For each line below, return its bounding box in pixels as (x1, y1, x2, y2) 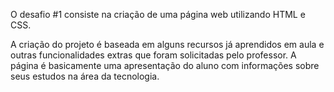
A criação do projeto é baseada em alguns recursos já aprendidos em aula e (10, 39, 325, 50)
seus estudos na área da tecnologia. (10, 70, 160, 82)
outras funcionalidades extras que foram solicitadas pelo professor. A (10, 49, 297, 61)
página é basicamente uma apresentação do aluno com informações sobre (10, 60, 320, 71)
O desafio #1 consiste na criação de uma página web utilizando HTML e (10, 9, 306, 20)
